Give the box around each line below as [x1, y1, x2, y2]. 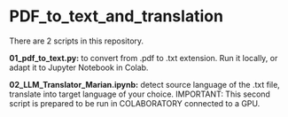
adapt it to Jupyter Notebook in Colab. [9, 62, 149, 73]
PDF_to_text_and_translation [9, 6, 224, 27]
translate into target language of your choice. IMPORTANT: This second [9, 89, 270, 99]
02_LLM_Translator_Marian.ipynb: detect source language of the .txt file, [9, 79, 281, 90]
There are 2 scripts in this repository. [9, 35, 144, 46]
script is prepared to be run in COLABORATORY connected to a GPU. [9, 97, 261, 108]
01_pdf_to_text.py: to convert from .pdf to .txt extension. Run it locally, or [9, 52, 278, 63]
